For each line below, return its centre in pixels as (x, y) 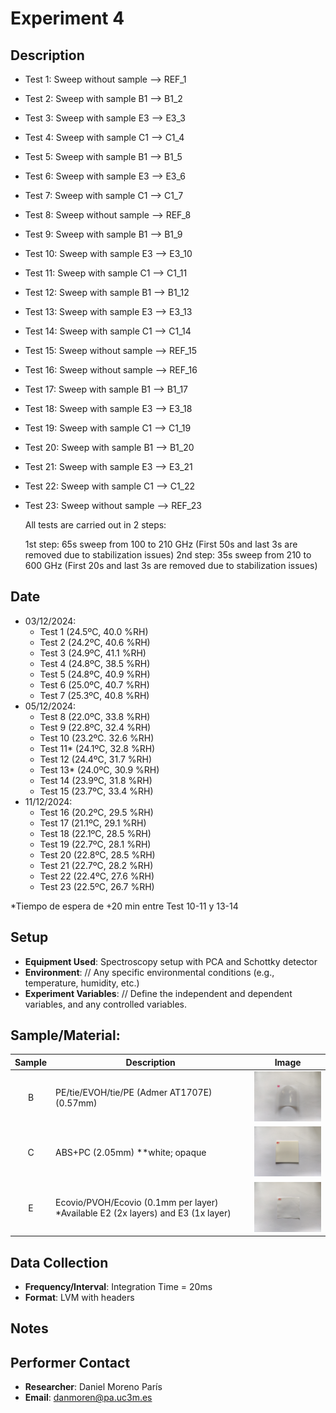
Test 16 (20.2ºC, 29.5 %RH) (96, 812)
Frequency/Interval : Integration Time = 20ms (118, 1287)
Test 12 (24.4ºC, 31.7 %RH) (96, 759)
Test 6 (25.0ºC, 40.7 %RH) (94, 684)
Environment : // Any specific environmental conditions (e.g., (149, 972)
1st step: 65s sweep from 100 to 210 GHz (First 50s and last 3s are (161, 544)
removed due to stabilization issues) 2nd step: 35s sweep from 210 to (168, 555)
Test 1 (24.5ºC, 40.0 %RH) (94, 631)
